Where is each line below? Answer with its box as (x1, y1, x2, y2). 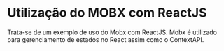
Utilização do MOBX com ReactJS (7, 5, 208, 21)
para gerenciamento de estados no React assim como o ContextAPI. (7, 35, 204, 43)
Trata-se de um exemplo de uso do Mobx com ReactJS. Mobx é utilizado (7, 28, 217, 36)
